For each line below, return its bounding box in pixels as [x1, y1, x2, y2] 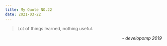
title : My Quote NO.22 [5, 7, 52, 12]
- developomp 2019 [122, 35, 162, 41]
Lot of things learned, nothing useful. [17, 25, 93, 31]
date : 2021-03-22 [5, 12, 41, 17]
